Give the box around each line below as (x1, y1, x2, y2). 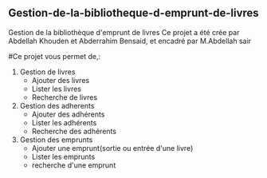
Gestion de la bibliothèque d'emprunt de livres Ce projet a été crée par (8, 27, 240, 37)
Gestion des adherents (19, 101, 95, 110)
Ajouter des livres (31, 75, 90, 85)
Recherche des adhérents (31, 126, 117, 136)
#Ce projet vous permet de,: (8, 51, 101, 61)
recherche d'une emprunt (31, 160, 116, 170)
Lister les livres (31, 84, 82, 93)
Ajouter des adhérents (31, 109, 105, 119)
